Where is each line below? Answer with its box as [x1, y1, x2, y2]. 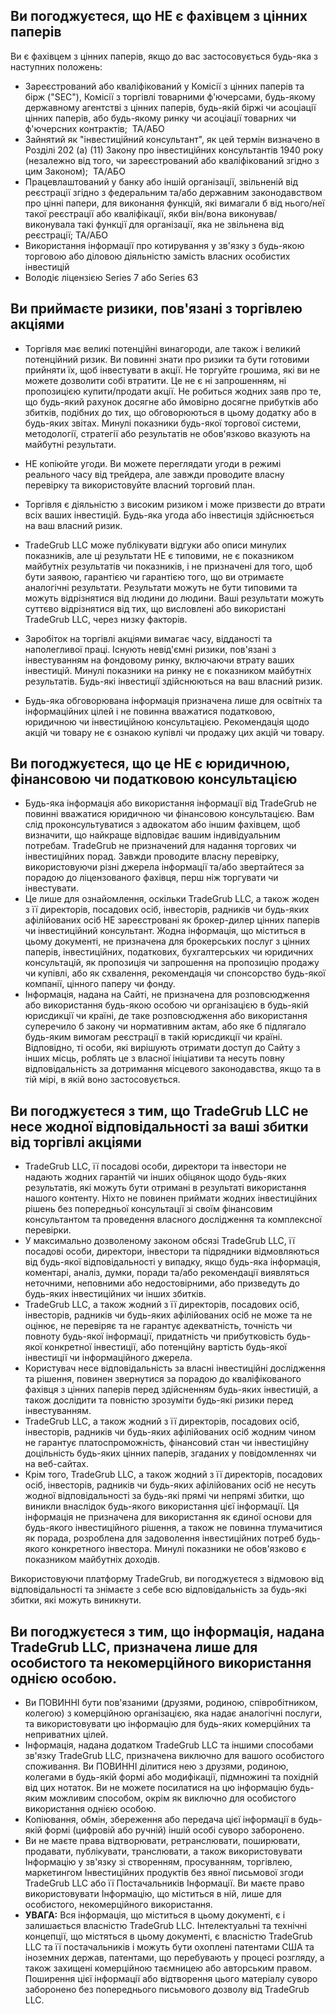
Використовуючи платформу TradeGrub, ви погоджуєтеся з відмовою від [10, 1573, 324, 1585]
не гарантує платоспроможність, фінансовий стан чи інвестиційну [24, 1437, 310, 1449]
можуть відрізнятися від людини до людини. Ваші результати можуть [24, 592, 325, 604]
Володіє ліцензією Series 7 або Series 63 [24, 271, 199, 283]
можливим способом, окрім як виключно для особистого [49, 1792, 297, 1804]
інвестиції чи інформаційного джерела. [24, 1352, 193, 1364]
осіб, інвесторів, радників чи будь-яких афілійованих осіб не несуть [24, 1479, 317, 1491]
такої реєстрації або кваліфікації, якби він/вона [24, 207, 227, 219]
